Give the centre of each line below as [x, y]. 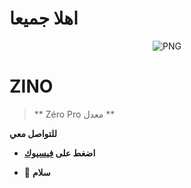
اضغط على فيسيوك [59, 153]
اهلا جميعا [44, 18]
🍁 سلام [37, 172]
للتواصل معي [33, 133]
